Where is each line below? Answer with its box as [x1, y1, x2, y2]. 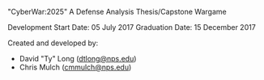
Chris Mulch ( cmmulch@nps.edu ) [19, 62, 132, 72]
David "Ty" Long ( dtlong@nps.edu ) [19, 54, 137, 63]
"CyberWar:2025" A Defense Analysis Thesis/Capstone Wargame [7, 7, 228, 16]
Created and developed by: [7, 38, 99, 48]
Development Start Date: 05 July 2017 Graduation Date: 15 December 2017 [7, 23, 256, 32]
